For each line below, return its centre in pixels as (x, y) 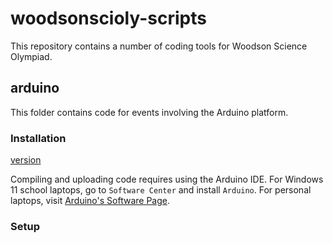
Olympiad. (31, 56)
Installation (38, 138)
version (26, 160)
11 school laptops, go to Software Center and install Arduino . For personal (161, 190)
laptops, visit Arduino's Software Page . (90, 201)
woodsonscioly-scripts (108, 18)
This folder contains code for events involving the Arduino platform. (149, 112)
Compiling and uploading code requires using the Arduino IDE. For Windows (167, 179)
